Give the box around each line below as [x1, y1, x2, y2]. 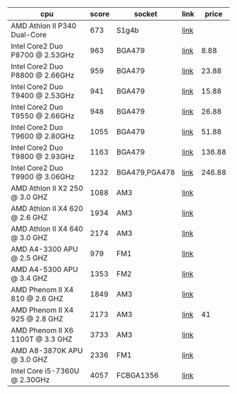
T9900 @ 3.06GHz [11, 172, 75, 181]
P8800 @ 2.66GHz [11, 71, 75, 80]
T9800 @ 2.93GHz [11, 152, 75, 161]
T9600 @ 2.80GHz [11, 131, 75, 141]
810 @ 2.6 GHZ [11, 294, 63, 303]
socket [133, 9, 157, 18]
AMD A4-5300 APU [11, 265, 79, 274]
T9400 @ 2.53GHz [11, 91, 75, 100]
